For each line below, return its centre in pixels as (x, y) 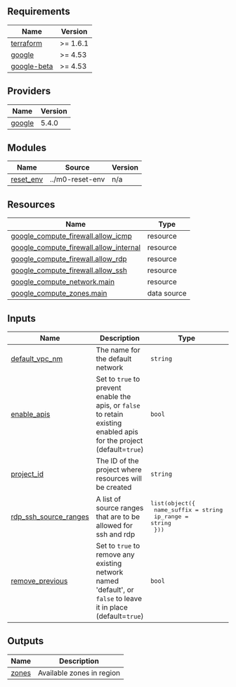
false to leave (119, 599)
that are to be (118, 517)
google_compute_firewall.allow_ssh (69, 270)
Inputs (22, 319)
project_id (27, 474)
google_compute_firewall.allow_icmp (71, 237)
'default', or (115, 590)
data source (167, 294)
